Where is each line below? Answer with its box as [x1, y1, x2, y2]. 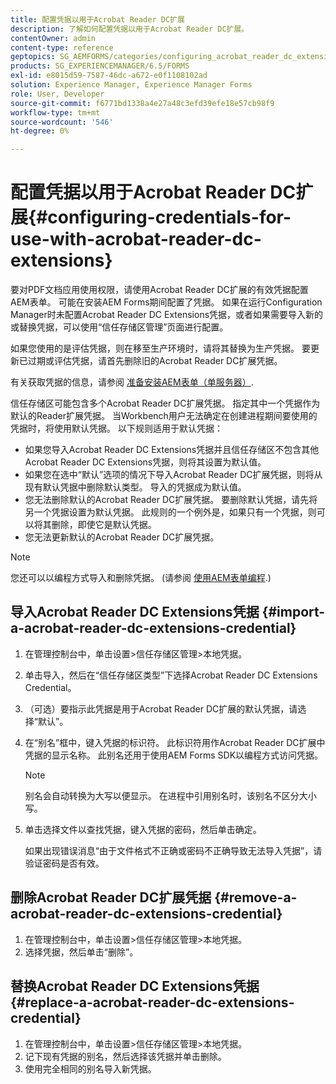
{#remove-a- [214, 889, 298, 906]
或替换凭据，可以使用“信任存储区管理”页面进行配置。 [10, 321, 229, 333]
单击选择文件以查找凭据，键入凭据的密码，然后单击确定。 [24, 823, 262, 835]
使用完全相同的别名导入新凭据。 [24, 1062, 157, 1075]
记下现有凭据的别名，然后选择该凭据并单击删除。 [24, 1050, 227, 1062]
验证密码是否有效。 [24, 857, 105, 869]
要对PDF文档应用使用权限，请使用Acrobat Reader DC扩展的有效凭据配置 [10, 284, 309, 296]
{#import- [261, 604, 326, 621]
